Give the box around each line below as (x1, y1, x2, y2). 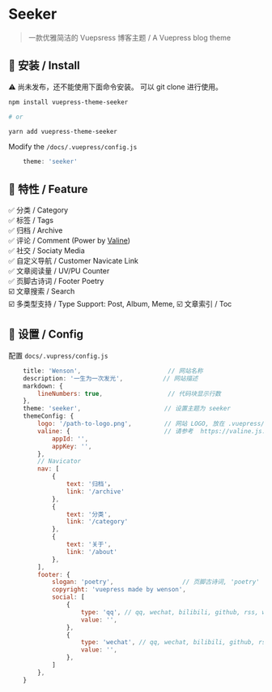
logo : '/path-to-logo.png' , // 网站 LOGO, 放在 (37, 419, 225, 428)
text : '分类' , (66, 510, 112, 518)
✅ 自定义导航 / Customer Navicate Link (8, 256, 139, 266)
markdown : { (23, 382, 63, 390)
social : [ (51, 593, 85, 601)
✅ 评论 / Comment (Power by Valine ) (8, 236, 131, 246)
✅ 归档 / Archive (8, 226, 63, 235)
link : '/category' (66, 518, 129, 526)
